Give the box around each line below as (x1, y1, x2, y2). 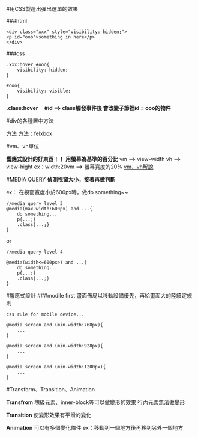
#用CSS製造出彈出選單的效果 (6, 5, 79, 12)
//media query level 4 (6, 249, 63, 255)
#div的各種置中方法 (6, 117, 54, 124)
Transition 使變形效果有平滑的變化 (6, 411, 92, 418)
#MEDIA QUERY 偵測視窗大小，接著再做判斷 (6, 176, 116, 183)
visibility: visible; (17, 88, 71, 94)
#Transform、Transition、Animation (6, 386, 95, 393)
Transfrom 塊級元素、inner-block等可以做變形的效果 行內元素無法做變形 (6, 399, 185, 406)
